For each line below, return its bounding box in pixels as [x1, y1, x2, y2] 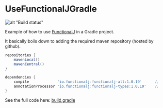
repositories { [5, 52, 36, 58]
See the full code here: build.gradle [5, 97, 76, 103]
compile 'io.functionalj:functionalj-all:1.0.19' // [14, 79, 160, 84]
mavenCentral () [14, 62, 45, 66]
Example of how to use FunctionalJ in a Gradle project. [5, 29, 114, 34]
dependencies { [5, 75, 36, 80]
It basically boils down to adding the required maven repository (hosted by [5, 38, 154, 44]
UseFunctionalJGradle [5, 3, 97, 15]
